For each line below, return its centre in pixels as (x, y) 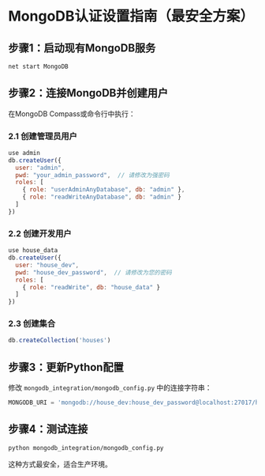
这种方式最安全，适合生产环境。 (60, 464)
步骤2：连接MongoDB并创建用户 (88, 93)
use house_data (33, 251)
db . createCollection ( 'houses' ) (60, 341)
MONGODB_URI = (32, 403)
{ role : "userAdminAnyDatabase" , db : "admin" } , (104, 190)
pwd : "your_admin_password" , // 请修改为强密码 (92, 175)
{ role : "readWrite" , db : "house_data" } (91, 287)
